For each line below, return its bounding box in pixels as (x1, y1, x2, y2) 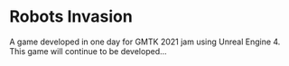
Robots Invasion (9, 6, 133, 27)
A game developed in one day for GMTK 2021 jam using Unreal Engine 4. (9, 36, 281, 47)
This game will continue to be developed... (9, 45, 167, 56)
